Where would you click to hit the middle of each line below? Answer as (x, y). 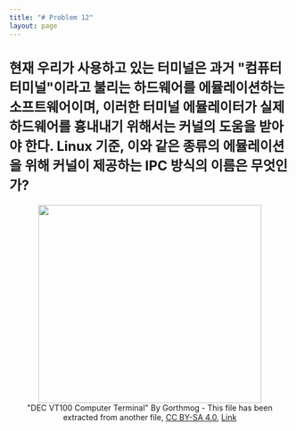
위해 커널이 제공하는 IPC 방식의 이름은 (136, 166)
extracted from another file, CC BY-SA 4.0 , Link (150, 417)
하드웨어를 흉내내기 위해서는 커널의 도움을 (133, 127)
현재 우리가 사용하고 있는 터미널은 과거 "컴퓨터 (146, 68)
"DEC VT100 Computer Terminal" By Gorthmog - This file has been (150, 408)
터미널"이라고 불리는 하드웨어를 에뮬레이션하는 (147, 88)
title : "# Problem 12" (51, 17)
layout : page (33, 26)
